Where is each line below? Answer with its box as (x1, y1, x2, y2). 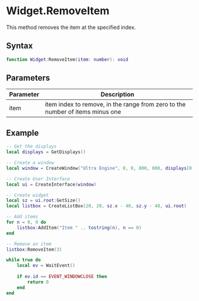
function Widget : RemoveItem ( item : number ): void (6, 56, 129, 63)
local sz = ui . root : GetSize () (6, 198, 81, 203)
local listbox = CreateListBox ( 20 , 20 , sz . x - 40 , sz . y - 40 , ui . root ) (6, 203, 187, 209)
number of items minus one (44, 108, 121, 116)
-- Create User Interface (6, 176, 70, 182)
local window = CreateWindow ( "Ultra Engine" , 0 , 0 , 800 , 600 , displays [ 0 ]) (6, 165, 197, 171)
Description (100, 90, 134, 99)
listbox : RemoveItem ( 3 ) (6, 247, 62, 253)
